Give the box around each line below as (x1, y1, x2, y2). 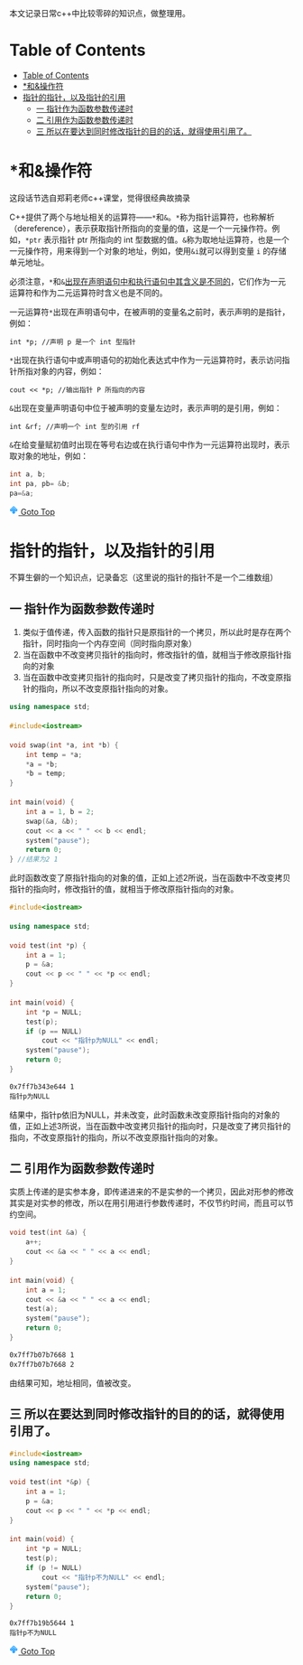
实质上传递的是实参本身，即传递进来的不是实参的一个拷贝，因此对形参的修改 (9, 1186, 294, 1197)
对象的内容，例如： (32, 365, 105, 377)
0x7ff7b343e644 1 (9, 1082, 75, 1091)
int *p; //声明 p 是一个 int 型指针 (9, 337, 136, 346)
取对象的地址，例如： (9, 450, 88, 461)
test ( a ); (25, 1305, 59, 1314)
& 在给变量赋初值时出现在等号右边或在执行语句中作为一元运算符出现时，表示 (9, 439, 290, 450)
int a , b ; (9, 469, 47, 479)
